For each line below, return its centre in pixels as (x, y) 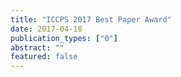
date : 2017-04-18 (46, 29)
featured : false (44, 57)
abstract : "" (37, 47)
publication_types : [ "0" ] (64, 38)
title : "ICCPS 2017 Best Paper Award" (91, 19)
